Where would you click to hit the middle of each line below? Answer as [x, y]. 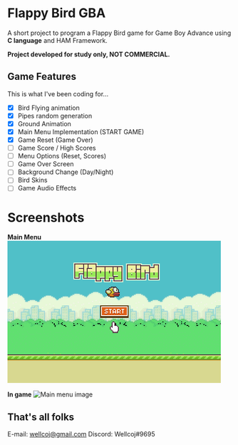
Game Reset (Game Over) [56, 140]
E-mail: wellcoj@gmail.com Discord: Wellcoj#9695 [81, 434]
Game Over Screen [46, 164]
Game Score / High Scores [57, 148]
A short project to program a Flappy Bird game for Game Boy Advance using [119, 33]
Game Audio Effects [47, 188]
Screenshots [46, 217]
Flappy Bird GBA [57, 13]
